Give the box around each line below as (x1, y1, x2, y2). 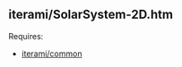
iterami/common (21, 48, 82, 59)
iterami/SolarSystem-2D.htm (8, 7, 174, 22)
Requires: (8, 30, 44, 41)
